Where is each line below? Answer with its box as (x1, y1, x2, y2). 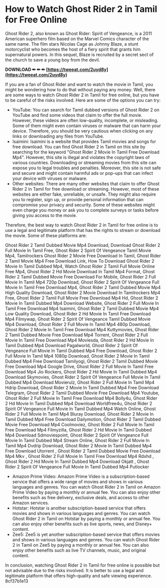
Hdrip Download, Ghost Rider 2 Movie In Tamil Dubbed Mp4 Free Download (5, 384, 159, 390)
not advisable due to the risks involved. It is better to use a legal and (5, 567, 144, 573)
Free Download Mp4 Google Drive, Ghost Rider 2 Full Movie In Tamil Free (5, 364, 154, 369)
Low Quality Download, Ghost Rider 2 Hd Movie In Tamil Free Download (5, 310, 151, 316)
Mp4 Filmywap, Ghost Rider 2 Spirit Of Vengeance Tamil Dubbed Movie (5, 316, 151, 322)
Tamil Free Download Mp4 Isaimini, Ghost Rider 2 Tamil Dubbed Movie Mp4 (5, 305, 159, 311)
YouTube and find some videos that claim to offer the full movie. (12, 112, 143, 118)
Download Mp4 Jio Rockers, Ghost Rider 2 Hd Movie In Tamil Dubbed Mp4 (5, 368, 157, 374)
